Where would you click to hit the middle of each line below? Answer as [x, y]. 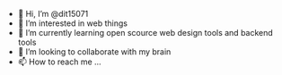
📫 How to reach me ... [59, 62]
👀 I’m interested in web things [73, 23]
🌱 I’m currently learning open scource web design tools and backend [145, 33]
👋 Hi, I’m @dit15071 [53, 14]
